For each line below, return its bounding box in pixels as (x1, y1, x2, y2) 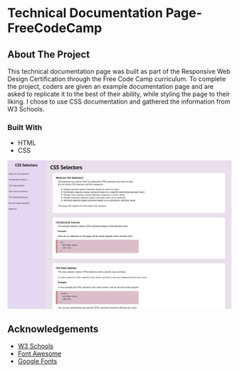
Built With (7, 122, 43, 132)
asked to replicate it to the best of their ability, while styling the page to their (7, 90, 230, 98)
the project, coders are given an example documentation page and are (7, 82, 214, 90)
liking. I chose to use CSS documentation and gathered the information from (7, 97, 230, 106)
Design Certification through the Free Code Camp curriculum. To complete (7, 75, 226, 83)
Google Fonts (17, 357, 58, 366)
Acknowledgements (7, 323, 99, 335)
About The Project (7, 48, 90, 60)
